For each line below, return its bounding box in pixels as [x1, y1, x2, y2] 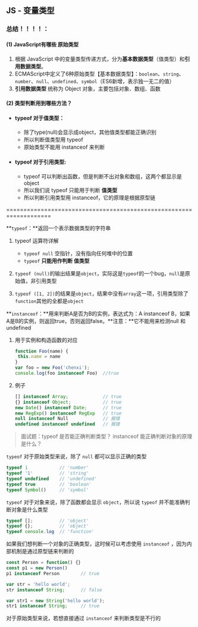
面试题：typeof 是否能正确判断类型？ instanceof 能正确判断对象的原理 [20, 433, 193, 440]
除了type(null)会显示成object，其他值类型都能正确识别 [23, 128, 156, 136]
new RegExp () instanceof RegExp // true [14, 410, 122, 416]
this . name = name [17, 353, 61, 360]
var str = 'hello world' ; [6, 581, 70, 587]
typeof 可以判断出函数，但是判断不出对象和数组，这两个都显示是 [23, 173, 183, 180]
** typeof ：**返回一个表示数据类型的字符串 [6, 224, 111, 231]
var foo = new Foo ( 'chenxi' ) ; [14, 365, 90, 371]
